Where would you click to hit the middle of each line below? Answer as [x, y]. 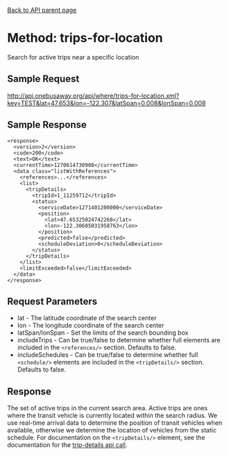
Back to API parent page [42, 10]
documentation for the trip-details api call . [67, 445]
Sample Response [47, 125]
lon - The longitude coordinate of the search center [91, 326]
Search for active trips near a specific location [73, 57]
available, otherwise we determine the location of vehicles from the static [112, 430]
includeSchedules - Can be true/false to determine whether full [108, 355]
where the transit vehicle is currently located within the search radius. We [112, 416]
